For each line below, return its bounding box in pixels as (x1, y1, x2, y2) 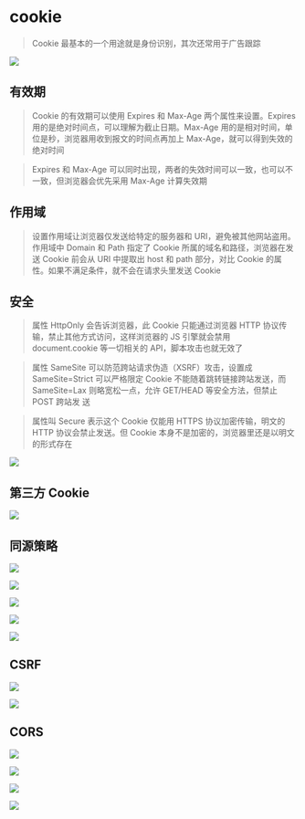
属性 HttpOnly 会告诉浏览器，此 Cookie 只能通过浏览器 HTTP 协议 (31, 320, 279, 331)
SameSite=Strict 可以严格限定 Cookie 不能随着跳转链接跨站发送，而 (31, 373, 287, 384)
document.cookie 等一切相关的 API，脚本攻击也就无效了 (31, 342, 244, 353)
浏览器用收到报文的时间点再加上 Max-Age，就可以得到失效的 (63, 132, 293, 143)
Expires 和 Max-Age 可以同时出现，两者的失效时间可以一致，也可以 (31, 163, 286, 174)
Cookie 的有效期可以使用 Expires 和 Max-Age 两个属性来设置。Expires (31, 110, 297, 121)
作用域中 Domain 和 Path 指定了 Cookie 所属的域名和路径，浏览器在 (31, 242, 286, 253)
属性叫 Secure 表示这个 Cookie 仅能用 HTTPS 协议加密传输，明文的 (31, 415, 286, 426)
